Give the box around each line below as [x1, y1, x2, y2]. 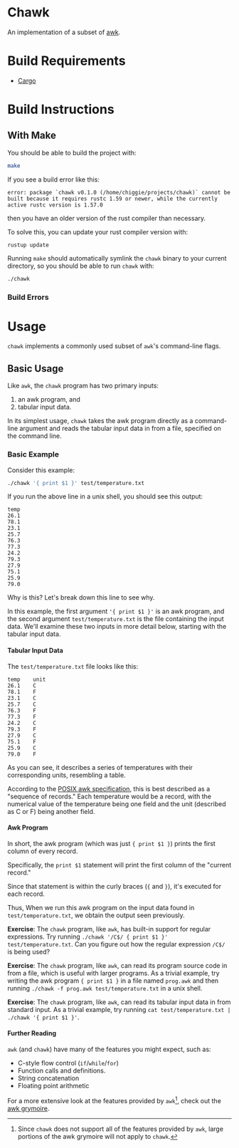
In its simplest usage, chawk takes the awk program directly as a [7, 417, 193, 425]
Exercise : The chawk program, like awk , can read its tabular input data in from [7, 998, 231, 1006]
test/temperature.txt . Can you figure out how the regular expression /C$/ [7, 939, 225, 948]
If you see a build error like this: [7, 175, 100, 184]
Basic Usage [7, 362, 64, 375]
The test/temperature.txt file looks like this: [7, 662, 139, 670]
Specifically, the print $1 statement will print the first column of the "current [7, 860, 232, 869]
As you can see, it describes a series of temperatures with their [7, 763, 193, 771]
